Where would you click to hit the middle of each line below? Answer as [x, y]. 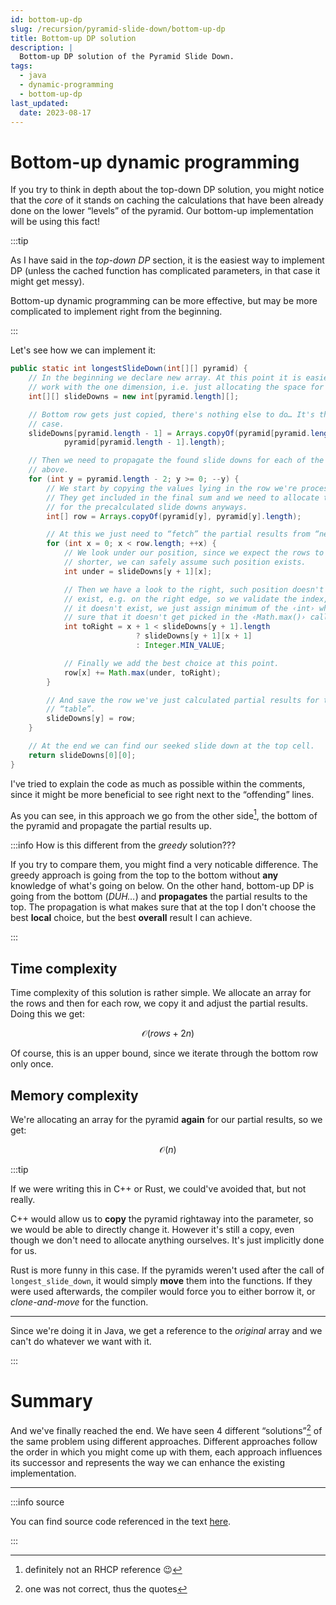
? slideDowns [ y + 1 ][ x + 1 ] [194, 636]
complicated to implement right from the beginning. [116, 312]
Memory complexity [74, 1095]
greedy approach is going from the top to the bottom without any [144, 875]
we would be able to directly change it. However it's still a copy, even [152, 1229]
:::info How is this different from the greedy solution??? [123, 845]
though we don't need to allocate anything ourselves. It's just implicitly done [167, 1240]
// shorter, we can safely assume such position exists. [185, 562]
